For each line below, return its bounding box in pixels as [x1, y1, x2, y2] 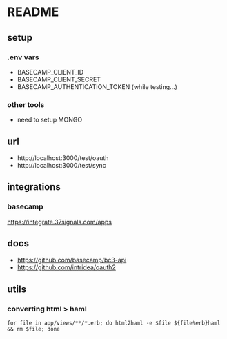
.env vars [7, 52, 39, 62]
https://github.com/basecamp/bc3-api [17, 256, 127, 264]
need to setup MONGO [17, 115, 83, 124]
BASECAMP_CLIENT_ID [17, 68, 84, 76]
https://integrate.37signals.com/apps [7, 217, 112, 226]
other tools [7, 99, 45, 109]
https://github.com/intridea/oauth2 [17, 263, 116, 271]
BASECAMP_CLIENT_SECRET [17, 75, 101, 84]
